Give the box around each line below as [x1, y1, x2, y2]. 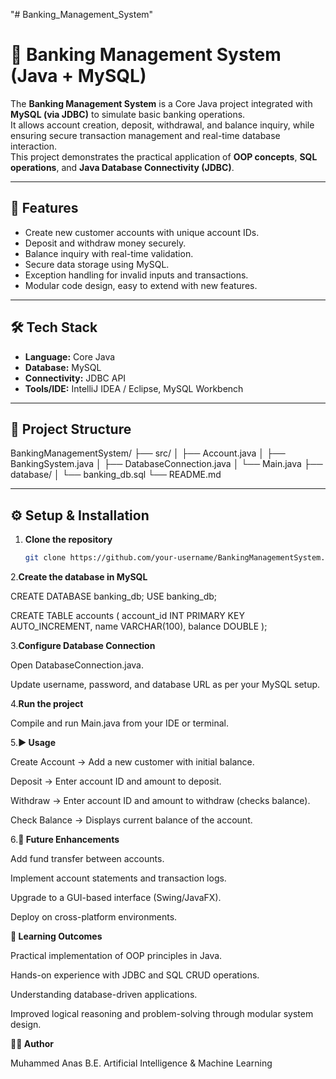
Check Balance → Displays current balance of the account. [10, 814, 253, 826]
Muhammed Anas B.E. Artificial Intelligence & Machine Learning [10, 1057, 273, 1069]
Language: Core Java [24, 350, 116, 363]
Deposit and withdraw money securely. [24, 237, 187, 249]
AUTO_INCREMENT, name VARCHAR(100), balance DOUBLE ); [10, 620, 268, 633]
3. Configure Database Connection [10, 640, 156, 652]
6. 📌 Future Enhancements [10, 834, 120, 846]
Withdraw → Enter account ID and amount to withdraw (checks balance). [10, 795, 311, 807]
